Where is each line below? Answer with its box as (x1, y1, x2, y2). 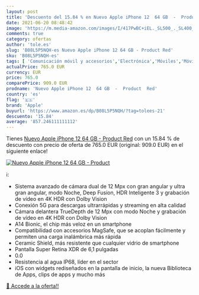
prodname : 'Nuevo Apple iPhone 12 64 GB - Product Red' (6, 86, 158, 92)
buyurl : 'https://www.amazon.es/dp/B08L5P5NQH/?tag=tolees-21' (6, 108, 166, 114)
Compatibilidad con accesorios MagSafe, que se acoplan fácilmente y (14, 227, 186, 234)
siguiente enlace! (6, 147, 48, 155)
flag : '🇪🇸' (6, 97, 36, 102)
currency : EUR (6, 69, 41, 75)
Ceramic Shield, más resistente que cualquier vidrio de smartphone (14, 239, 179, 246)
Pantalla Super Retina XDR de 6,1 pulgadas (14, 246, 118, 253)
